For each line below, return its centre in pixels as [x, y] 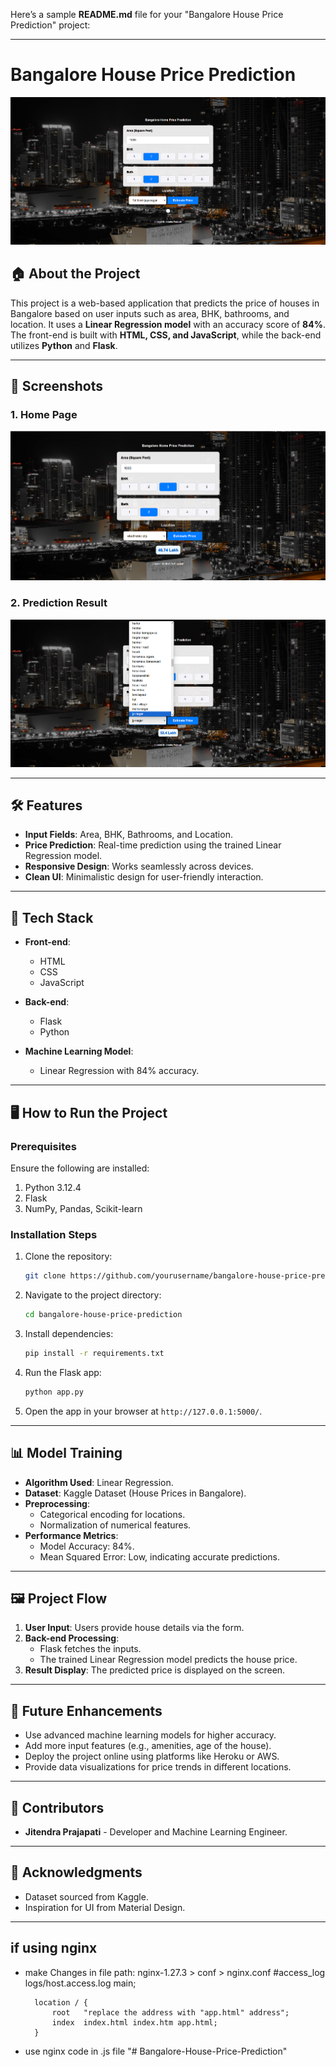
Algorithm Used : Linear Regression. [99, 1482]
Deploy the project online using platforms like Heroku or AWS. [152, 1756]
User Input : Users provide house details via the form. [134, 1628]
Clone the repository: [68, 1256]
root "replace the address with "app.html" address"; [170, 2012]
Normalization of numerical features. [115, 1525]
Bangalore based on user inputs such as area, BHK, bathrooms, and [150, 313]
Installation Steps [54, 1234]
